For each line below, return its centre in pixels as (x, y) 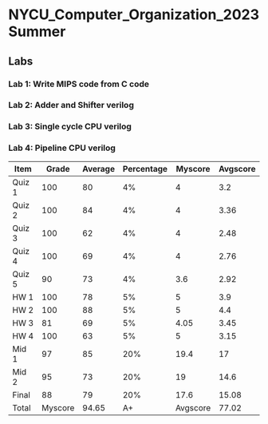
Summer (37, 32)
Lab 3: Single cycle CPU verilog (70, 127)
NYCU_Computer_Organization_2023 (134, 15)
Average (99, 168)
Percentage (145, 168)
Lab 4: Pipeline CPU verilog (62, 148)
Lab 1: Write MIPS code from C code (79, 84)
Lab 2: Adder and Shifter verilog (71, 105)
